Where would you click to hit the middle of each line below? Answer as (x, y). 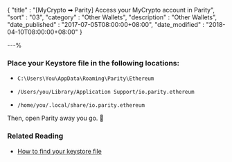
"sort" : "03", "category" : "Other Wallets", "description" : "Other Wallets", (112, 17)
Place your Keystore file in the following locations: (93, 63)
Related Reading (35, 136)
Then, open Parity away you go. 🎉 (55, 118)
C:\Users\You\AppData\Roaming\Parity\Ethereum (86, 79)
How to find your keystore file (59, 151)
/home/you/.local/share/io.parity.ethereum (81, 105)
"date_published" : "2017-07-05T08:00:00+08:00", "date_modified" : (106, 24)
